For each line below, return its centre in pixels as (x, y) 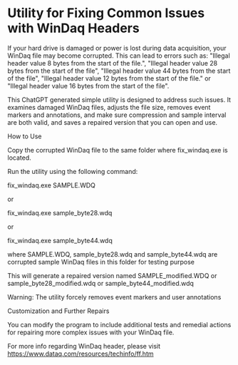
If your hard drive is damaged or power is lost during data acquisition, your (117, 48)
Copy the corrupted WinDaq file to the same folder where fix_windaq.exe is (118, 150)
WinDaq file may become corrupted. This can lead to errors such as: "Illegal (119, 56)
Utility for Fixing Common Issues (106, 13)
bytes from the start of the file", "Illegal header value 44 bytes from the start (119, 71)
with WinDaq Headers (74, 28)
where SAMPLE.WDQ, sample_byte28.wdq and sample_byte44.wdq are (113, 254)
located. (19, 158)
